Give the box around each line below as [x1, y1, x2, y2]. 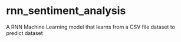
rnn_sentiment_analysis [6, 4, 126, 17]
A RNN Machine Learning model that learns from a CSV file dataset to [6, 23, 176, 30]
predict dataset [6, 29, 43, 36]
